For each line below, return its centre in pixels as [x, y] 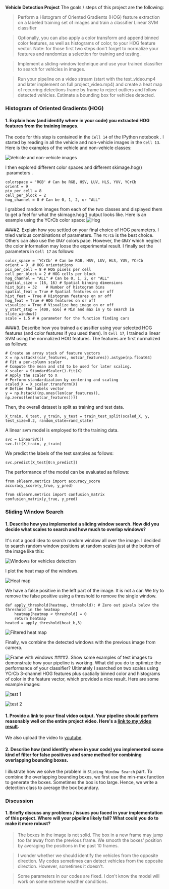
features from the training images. [42, 126]
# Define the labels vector [35, 389]
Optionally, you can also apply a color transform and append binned [88, 38]
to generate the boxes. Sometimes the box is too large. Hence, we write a [81, 782]
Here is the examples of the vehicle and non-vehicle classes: [69, 148]
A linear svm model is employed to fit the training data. [62, 430]
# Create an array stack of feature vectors [53, 353]
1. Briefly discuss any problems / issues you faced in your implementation [84, 813]
